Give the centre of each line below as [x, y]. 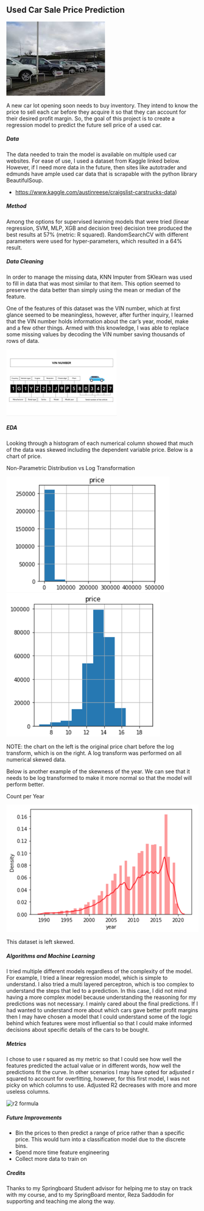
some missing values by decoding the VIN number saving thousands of [96, 334]
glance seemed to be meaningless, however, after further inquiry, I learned [100, 315]
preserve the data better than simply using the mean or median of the [93, 290]
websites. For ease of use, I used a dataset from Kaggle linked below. [93, 161]
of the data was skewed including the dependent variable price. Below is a [100, 449]
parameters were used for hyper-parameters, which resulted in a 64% [94, 241]
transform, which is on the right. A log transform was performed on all [94, 753]
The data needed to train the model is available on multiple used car [92, 154]
